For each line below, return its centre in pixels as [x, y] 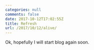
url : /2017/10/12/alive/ [31, 28]
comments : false [22, 14]
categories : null [23, 10]
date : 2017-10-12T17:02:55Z [34, 19]
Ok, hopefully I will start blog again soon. [47, 42]
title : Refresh [21, 24]
